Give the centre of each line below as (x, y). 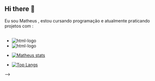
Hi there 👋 (20, 9)
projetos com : (19, 26)
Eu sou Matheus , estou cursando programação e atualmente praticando (77, 20)
